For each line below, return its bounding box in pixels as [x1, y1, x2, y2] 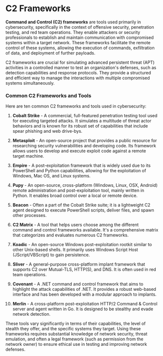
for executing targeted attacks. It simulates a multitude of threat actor [12, 118, 152, 124]
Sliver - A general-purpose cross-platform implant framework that [12, 261, 145, 267]
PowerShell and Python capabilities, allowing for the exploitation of [12, 168, 147, 174]
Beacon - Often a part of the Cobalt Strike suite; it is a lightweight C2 [12, 202, 151, 208]
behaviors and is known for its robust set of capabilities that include [12, 123, 148, 129]
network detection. [12, 311, 50, 317]
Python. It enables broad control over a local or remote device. [12, 193, 138, 198]
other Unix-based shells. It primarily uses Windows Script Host [12, 247, 138, 253]
